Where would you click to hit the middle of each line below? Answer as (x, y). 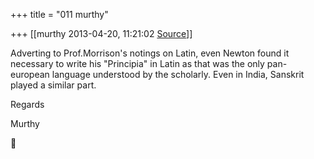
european (30, 74)
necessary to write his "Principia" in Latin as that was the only (137, 63)
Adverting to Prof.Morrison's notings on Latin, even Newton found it (150, 53)
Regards (27, 104)
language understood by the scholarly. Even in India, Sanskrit (178, 74)
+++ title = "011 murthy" (59, 14)
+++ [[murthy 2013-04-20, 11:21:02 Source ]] (101, 33)
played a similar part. (53, 85)
